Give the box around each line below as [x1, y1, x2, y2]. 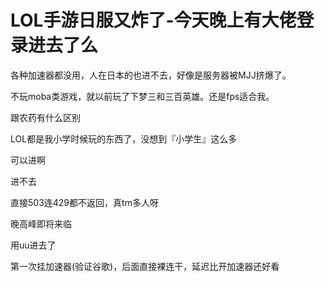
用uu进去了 [10, 239, 57, 251]
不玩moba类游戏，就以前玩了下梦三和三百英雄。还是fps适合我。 [10, 90, 275, 102]
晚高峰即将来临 [10, 217, 72, 230]
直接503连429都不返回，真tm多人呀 [10, 196, 159, 208]
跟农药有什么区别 [10, 111, 81, 123]
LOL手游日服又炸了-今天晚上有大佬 [10, 9, 297, 32]
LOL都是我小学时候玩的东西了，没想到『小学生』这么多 [10, 132, 238, 145]
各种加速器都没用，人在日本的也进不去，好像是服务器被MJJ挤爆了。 [10, 69, 292, 81]
